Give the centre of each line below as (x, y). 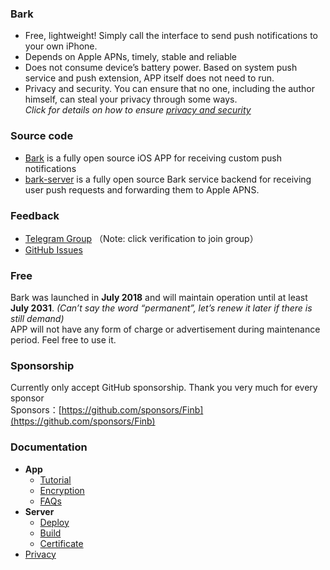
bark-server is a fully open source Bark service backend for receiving (168, 179)
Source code (42, 136)
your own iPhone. (61, 46)
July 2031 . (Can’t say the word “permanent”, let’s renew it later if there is (161, 308)
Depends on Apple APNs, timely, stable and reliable (131, 57)
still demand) (37, 319)
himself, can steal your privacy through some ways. (131, 99)
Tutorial (55, 479)
